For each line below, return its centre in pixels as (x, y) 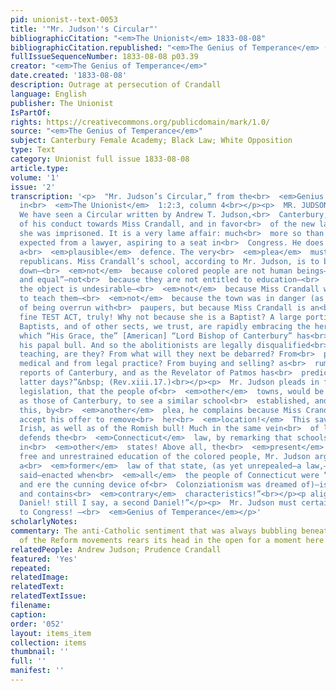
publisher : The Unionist (62, 103)
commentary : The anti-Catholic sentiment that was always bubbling (154, 531)
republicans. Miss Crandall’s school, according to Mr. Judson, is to (169, 261)
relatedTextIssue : (48, 596)
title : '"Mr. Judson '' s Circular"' (84, 29)
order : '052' (37, 624)
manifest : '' (37, 671)
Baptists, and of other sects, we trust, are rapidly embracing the (165, 326)
